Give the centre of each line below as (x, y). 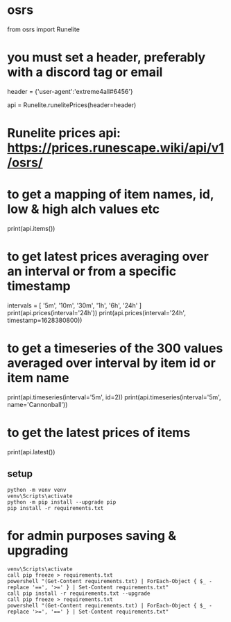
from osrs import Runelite (43, 29)
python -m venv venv (37, 490)
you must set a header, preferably (106, 57)
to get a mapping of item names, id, (111, 194)
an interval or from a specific (92, 272)
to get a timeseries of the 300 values (115, 348)
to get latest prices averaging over (108, 257)
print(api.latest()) (31, 452)
